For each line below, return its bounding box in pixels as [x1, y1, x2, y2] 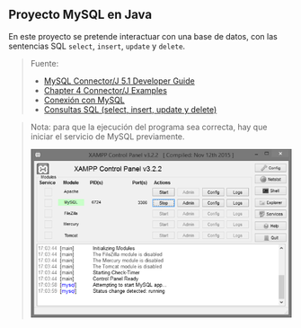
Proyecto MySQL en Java [8, 7, 153, 22]
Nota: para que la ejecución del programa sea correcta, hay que [30, 121, 268, 132]
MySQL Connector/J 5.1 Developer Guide [43, 75, 195, 86]
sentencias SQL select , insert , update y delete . [8, 40, 186, 51]
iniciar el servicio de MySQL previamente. [30, 130, 185, 142]
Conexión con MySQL [43, 94, 125, 105]
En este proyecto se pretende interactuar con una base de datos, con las [8, 31, 278, 41]
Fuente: [30, 58, 59, 68]
